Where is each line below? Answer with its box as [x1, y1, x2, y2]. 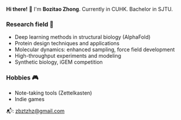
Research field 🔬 [6, 20, 54, 28]
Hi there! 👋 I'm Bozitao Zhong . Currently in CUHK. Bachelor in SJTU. [6, 6, 173, 12]
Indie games [14, 95, 45, 102]
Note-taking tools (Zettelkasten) [14, 89, 92, 96]
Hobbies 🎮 [6, 74, 39, 82]
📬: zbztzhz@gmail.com [6, 107, 65, 114]
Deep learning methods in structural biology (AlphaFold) [14, 34, 151, 41]
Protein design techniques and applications [14, 40, 120, 47]
